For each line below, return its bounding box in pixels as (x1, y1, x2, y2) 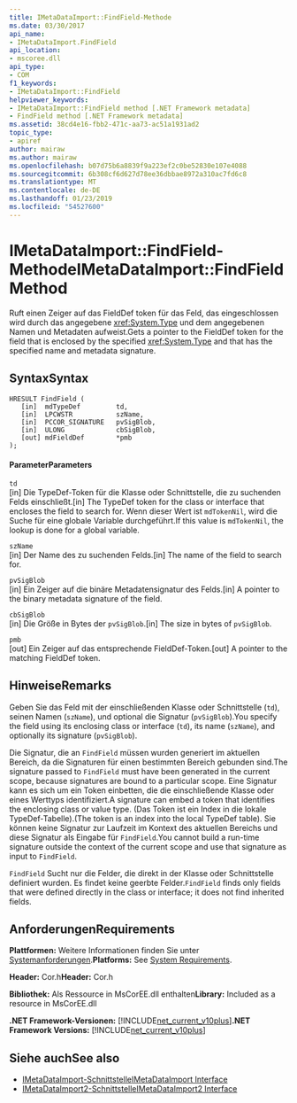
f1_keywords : (9, 79, 57, 88)
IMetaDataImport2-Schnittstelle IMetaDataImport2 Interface (21, 1084, 238, 1094)
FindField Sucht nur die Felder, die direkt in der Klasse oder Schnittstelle (9, 867, 274, 878)
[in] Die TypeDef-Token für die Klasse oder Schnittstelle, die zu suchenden (9, 486, 281, 497)
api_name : (9, 29, 46, 38)
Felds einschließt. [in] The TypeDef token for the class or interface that (9, 496, 265, 507)
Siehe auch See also (9, 1051, 120, 1066)
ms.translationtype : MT (9, 178, 97, 187)
